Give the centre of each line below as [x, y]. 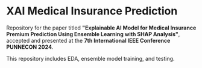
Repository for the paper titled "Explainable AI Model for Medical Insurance [101, 28]
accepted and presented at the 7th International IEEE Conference [88, 40]
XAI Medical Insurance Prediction [92, 11]
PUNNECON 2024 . [30, 47]
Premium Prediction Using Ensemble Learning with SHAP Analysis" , [93, 34]
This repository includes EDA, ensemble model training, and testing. [90, 58]
